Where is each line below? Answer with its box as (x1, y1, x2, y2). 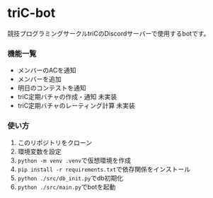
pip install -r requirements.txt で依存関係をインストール (17, 165, 191, 173)
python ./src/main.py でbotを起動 (17, 182, 116, 191)
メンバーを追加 (17, 75, 62, 83)
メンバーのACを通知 (17, 66, 76, 75)
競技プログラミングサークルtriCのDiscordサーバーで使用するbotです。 (7, 29, 210, 37)
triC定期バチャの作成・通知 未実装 (17, 93, 117, 101)
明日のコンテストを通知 (17, 83, 86, 93)
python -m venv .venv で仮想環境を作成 (17, 156, 131, 164)
